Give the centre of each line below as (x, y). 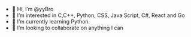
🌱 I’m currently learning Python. (51, 21)
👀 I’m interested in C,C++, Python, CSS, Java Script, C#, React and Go (98, 15)
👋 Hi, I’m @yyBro (33, 9)
